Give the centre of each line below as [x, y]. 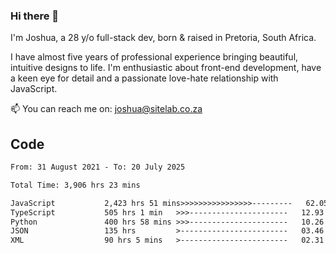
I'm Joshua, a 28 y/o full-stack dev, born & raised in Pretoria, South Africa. [163, 38]
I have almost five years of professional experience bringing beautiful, [154, 57]
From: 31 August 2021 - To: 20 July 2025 [98, 167]
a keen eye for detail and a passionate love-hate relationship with [144, 78]
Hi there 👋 [35, 16]
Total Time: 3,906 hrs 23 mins [75, 185]
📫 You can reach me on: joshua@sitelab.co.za [106, 109]
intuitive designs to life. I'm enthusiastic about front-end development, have [166, 68]
